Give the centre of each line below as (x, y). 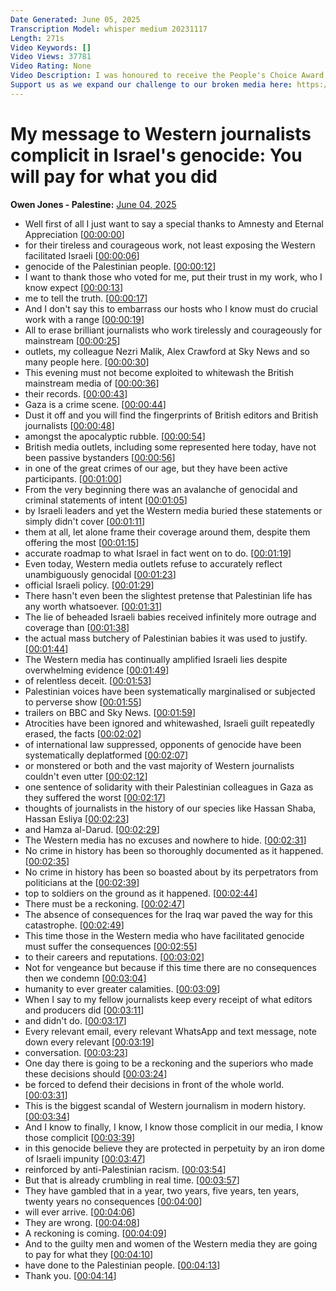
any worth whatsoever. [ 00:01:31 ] (93, 606)
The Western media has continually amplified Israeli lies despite (156, 659)
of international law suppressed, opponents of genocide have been (163, 744)
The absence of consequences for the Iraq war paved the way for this (168, 914)
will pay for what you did (114, 176)
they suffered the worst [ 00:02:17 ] (95, 797)
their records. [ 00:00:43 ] (76, 393)
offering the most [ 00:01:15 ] (82, 542)
